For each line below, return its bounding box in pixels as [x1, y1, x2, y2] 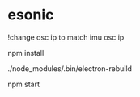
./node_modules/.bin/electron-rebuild [7, 63, 133, 74]
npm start [7, 79, 40, 89]
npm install [7, 48, 45, 57]
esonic [7, 6, 54, 24]
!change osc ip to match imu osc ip [7, 32, 125, 42]
